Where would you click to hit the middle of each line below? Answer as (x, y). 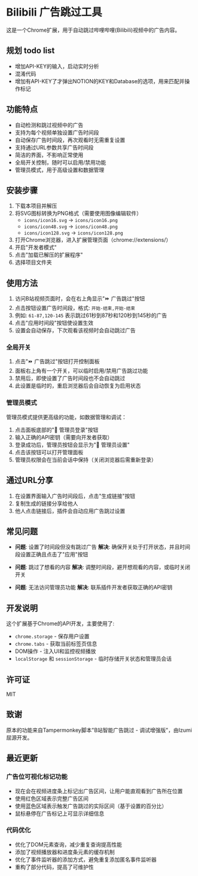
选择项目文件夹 (33, 262)
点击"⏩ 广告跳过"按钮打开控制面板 (57, 361)
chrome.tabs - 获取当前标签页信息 (56, 644)
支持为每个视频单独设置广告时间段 (57, 132)
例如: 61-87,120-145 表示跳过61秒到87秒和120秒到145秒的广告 (91, 315)
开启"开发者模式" (36, 247)
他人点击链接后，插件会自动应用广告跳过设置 (70, 511)
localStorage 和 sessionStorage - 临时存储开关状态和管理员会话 (93, 659)
